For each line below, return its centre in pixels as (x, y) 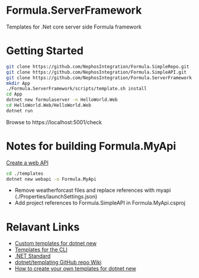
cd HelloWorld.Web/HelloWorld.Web (49, 105)
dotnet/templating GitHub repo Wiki (58, 263)
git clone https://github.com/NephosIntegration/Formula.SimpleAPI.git (96, 72)
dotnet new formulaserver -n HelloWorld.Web (62, 100)
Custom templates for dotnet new (55, 244)
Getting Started (45, 51)
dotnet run (20, 110)
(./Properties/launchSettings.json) (56, 197)
